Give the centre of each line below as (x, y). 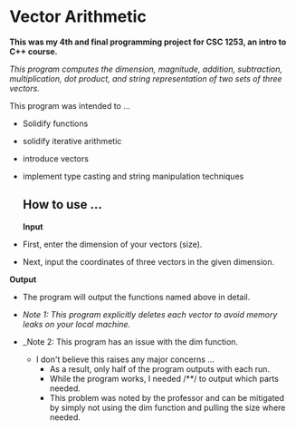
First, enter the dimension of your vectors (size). (112, 244)
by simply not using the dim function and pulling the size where (167, 407)
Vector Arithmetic (78, 17)
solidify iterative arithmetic (72, 141)
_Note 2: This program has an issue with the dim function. (130, 341)
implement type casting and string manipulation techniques (133, 176)
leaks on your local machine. (76, 324)
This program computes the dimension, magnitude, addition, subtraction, (146, 69)
